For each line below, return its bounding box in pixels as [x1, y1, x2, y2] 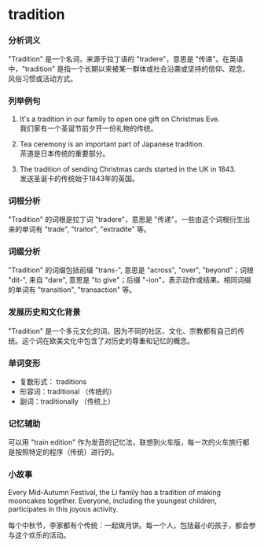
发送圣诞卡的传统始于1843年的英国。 [19, 173, 139, 183]
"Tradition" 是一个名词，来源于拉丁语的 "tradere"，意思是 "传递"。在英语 [8, 54, 244, 64]
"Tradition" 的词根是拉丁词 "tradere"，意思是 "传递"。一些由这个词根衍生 [8, 215, 244, 224]
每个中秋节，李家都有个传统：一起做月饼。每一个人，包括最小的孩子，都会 [8, 520, 249, 530]
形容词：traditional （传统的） [19, 386, 116, 396]
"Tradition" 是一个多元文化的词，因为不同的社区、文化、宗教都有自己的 [8, 326, 238, 335]
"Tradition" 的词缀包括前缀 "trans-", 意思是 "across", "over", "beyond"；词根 [8, 265, 254, 275]
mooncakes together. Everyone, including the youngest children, [8, 496, 218, 505]
